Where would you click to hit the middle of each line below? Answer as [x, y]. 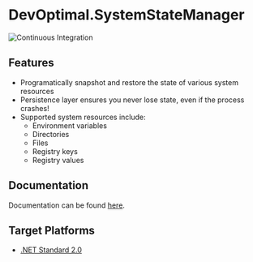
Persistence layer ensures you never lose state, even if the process [132, 100]
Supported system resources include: [83, 117]
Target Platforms [52, 230]
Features [31, 63]
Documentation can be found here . [67, 205]
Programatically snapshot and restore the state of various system [129, 82]
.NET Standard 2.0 [51, 250]
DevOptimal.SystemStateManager [126, 15]
